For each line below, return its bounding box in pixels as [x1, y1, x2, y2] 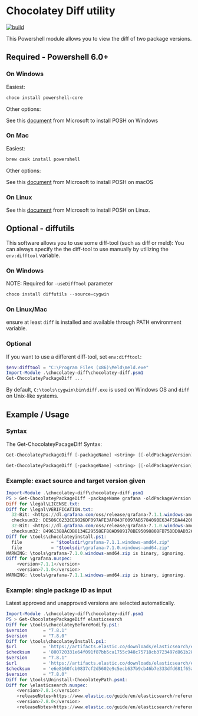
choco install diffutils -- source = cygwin [6, 291, 110, 297]
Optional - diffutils [6, 224, 75, 234]
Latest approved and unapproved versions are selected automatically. [6, 600, 176, 607]
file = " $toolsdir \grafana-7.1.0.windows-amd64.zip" [11, 544, 170, 551]
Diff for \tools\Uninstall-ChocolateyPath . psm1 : [6, 676, 128, 682]
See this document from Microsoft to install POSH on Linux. [6, 206, 150, 214]
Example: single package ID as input [6, 586, 112, 594]
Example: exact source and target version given [6, 477, 146, 485]
